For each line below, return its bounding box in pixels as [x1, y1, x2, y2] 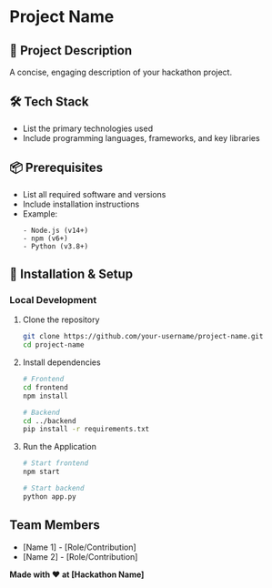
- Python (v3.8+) [22, 241, 89, 251]
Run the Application [22, 441, 97, 452]
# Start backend [22, 484, 85, 493]
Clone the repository [22, 314, 100, 325]
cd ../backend [22, 416, 76, 425]
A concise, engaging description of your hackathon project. [9, 66, 233, 77]
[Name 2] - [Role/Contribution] [22, 551, 138, 562]
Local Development [9, 293, 97, 306]
